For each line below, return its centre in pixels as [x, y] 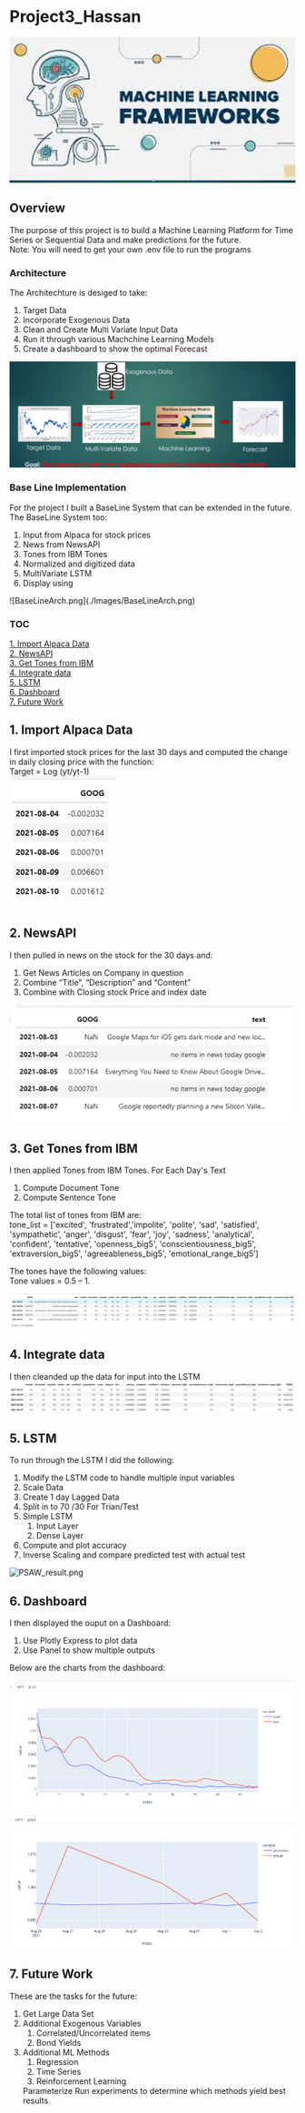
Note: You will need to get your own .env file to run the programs [130, 249]
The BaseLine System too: [58, 517]
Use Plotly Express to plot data [80, 1641]
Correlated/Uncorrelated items [93, 2033]
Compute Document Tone [71, 1188]
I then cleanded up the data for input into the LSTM [105, 1376]
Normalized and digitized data [79, 564]
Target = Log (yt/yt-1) [49, 771]
